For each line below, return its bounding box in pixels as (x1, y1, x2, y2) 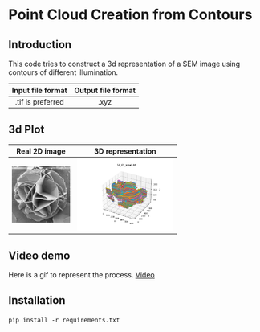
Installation (8, 293, 66, 307)
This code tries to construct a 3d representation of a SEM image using (8, 59, 241, 68)
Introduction (8, 38, 72, 51)
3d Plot (8, 122, 45, 136)
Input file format (11, 85, 68, 95)
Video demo (8, 248, 71, 262)
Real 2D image (15, 146, 66, 156)
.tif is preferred (14, 96, 64, 106)
